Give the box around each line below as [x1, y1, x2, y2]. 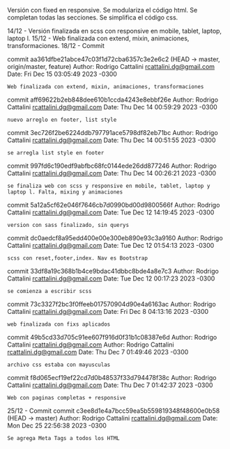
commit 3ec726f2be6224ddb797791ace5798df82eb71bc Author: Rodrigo [7, 129, 218, 136]
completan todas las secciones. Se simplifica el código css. [7, 13, 178, 22]
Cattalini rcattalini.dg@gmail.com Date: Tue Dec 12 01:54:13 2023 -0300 [7, 242, 215, 249]
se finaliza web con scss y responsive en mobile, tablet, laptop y [7, 182, 210, 189]
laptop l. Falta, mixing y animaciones [7, 189, 123, 196]
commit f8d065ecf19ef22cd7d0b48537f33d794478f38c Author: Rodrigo [7, 374, 217, 381]
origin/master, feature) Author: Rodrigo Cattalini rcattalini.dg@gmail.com [7, 63, 215, 70]
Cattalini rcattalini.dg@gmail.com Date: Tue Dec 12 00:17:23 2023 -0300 [7, 274, 215, 283]
